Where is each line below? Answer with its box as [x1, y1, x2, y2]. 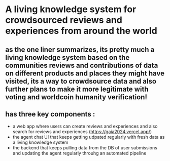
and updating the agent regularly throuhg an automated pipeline [12, 150, 147, 156]
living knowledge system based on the [5, 53, 130, 62]
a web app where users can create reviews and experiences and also [12, 123, 158, 130]
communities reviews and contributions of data [5, 61, 158, 69]
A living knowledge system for [5, 4, 137, 15]
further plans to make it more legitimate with [5, 85, 149, 93]
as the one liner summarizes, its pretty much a [5, 45, 155, 54]
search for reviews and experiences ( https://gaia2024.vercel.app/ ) [12, 129, 152, 135]
